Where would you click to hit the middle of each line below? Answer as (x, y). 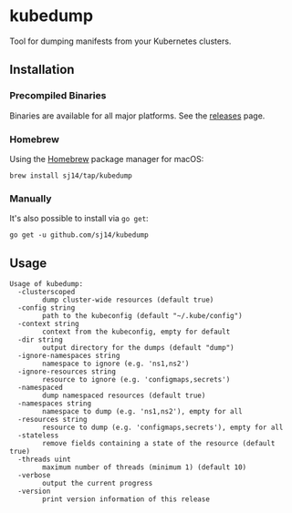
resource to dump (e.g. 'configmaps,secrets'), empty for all (163, 428)
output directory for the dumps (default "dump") (138, 348)
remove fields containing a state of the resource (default (159, 444)
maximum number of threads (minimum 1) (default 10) (145, 467)
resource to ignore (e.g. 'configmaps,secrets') (136, 380)
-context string (48, 324)
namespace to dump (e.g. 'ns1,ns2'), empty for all (143, 412)
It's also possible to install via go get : (79, 219)
